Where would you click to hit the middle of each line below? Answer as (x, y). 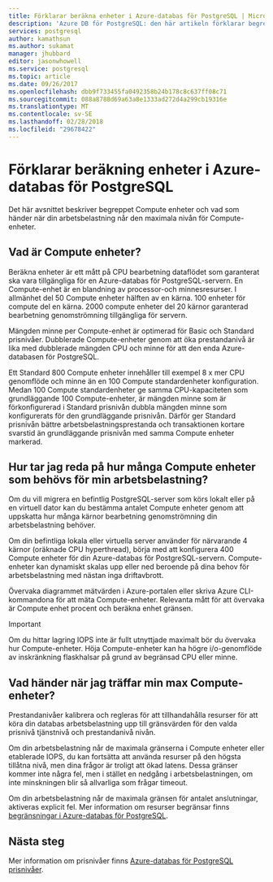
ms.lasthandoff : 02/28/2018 (56, 122)
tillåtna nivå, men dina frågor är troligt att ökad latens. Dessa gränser (123, 766)
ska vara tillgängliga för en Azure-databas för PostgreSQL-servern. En (126, 280)
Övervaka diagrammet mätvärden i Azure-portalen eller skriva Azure (123, 591)
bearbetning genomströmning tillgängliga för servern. (98, 315)
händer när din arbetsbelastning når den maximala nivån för (108, 218)
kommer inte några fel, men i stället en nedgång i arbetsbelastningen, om (131, 774)
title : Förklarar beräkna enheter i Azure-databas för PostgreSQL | (127, 16)
